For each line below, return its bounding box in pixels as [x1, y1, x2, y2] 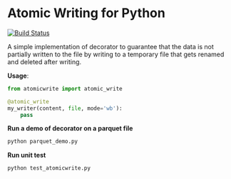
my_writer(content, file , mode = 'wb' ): [7, 105, 123, 112]
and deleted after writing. [7, 57, 82, 66]
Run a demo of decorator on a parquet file [7, 124, 133, 133]
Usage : [7, 71, 29, 80]
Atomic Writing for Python [7, 5, 165, 21]
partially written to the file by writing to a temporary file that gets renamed [7, 50, 225, 58]
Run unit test [7, 151, 46, 160]
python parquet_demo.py [7, 138, 78, 145]
